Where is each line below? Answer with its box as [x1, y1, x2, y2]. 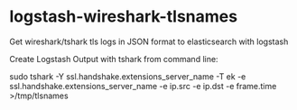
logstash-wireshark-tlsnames [9, 6, 237, 27]
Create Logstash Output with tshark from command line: [9, 53, 218, 64]
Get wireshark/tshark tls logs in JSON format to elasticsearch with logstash [9, 36, 289, 47]
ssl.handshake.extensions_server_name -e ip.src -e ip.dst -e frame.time [9, 80, 277, 91]
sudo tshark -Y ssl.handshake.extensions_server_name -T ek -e [9, 70, 246, 82]
